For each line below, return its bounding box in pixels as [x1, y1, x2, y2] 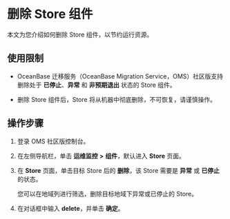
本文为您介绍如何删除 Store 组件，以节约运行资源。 [7, 30, 153, 39]
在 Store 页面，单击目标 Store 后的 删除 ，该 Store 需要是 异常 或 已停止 [17, 166, 220, 174]
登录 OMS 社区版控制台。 [17, 137, 90, 145]
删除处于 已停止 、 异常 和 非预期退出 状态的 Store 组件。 [17, 81, 176, 89]
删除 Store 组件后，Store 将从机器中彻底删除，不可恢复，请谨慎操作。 [17, 95, 216, 103]
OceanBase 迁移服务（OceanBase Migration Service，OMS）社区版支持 [17, 72, 223, 80]
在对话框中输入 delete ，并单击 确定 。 [17, 204, 124, 212]
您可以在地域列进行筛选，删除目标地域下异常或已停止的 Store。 [17, 189, 198, 198]
